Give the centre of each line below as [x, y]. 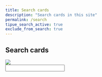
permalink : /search [26, 20]
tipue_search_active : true [34, 24]
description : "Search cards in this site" [51, 15]
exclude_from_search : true [34, 29]
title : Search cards [27, 10]
